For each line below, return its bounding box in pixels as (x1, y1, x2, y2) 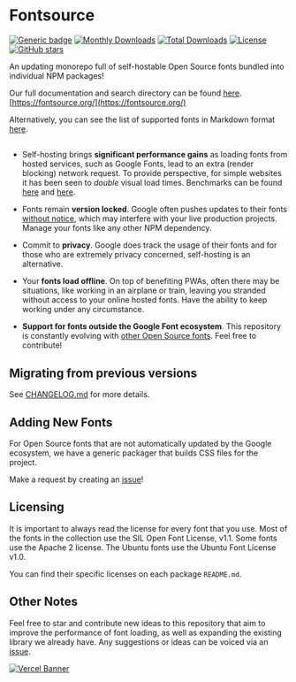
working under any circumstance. (21, 304, 145, 315)
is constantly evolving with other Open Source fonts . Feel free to (21, 331, 257, 341)
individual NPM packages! (9, 70, 104, 80)
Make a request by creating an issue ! (9, 474, 144, 485)
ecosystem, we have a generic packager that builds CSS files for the (9, 448, 259, 458)
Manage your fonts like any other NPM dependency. (21, 223, 212, 234)
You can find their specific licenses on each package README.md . (9, 568, 242, 579)
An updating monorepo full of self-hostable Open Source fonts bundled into (9, 61, 285, 72)
